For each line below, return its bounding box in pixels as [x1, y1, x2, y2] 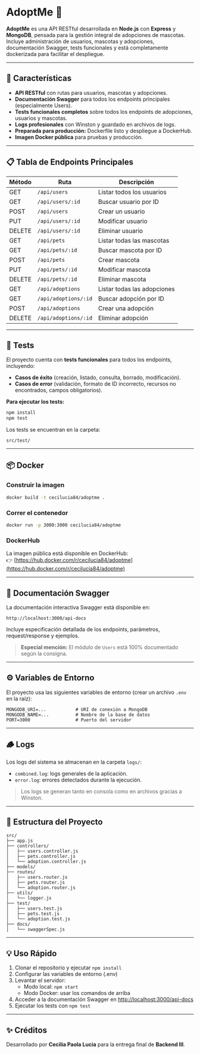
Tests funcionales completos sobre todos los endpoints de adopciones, [14, 108, 193, 115]
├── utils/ [6, 890, 33, 896]
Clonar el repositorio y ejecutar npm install [14, 964, 122, 971]
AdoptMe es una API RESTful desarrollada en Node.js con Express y [6, 25, 176, 32]
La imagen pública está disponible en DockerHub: [6, 550, 129, 557]
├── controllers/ [6, 843, 49, 849]
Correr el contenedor [6, 509, 68, 517]
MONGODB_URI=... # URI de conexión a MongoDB [6, 706, 148, 712]
